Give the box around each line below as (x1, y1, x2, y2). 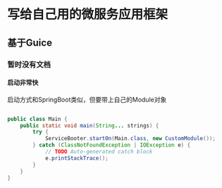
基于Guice (7, 37, 53, 49)
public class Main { (7, 115, 68, 123)
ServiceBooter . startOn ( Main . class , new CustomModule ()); (44, 135, 216, 142)
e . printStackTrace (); (44, 154, 109, 162)
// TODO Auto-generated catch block (44, 149, 153, 156)
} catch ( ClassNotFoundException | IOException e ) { (32, 142, 191, 149)
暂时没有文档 (7, 59, 51, 69)
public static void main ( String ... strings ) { (20, 122, 159, 129)
